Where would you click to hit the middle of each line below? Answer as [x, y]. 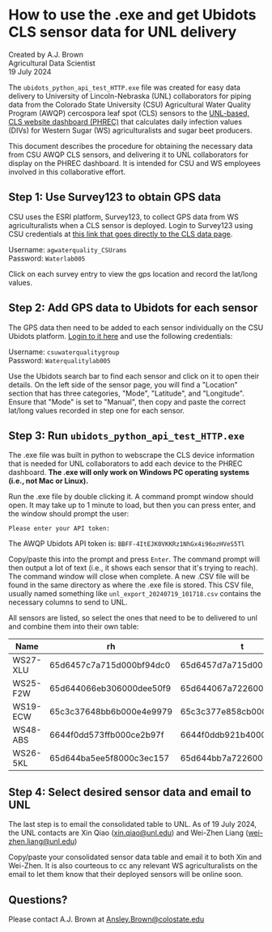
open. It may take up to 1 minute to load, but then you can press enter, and [132, 505]
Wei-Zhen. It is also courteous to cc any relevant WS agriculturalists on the [133, 866]
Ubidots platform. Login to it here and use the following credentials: [121, 336]
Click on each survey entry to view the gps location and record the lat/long [133, 273]
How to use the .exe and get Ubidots [132, 15]
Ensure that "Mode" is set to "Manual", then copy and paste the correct [127, 401]
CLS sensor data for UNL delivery [123, 32]
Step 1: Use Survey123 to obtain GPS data [115, 197]
